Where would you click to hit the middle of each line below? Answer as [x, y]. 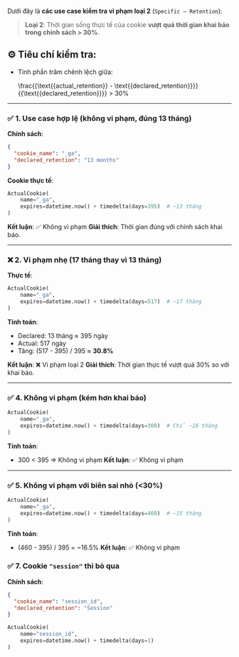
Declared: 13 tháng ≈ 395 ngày [63, 335]
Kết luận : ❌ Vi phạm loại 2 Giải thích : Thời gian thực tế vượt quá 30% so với [118, 364]
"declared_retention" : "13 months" [67, 160]
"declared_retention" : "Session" [63, 608]
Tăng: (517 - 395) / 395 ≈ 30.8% [65, 351]
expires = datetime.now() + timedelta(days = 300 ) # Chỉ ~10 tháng [119, 426]
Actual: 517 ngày [42, 343]
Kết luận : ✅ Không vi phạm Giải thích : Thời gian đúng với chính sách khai [115, 227]
